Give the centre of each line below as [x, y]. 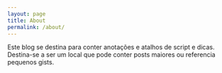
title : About [27, 21]
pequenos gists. [31, 62]
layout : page [27, 14]
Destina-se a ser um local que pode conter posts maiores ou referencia [111, 55]
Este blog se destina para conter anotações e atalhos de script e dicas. [111, 47]
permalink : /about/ [36, 27]
